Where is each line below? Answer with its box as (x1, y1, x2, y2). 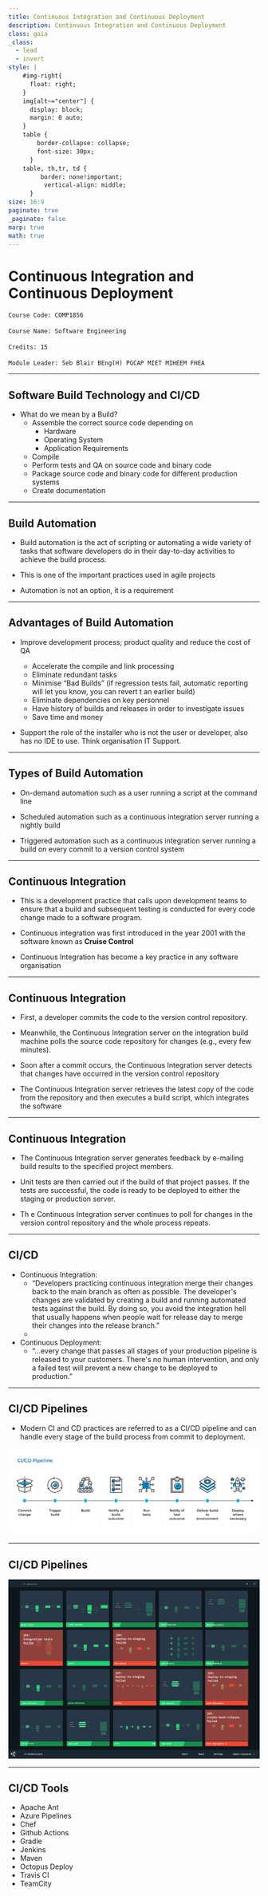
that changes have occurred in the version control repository (19, 1069, 220, 1079)
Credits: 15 (8, 343, 48, 351)
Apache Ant (19, 1803, 59, 1812)
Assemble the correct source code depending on (31, 418, 194, 428)
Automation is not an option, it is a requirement (19, 585, 174, 594)
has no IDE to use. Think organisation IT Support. (19, 736, 182, 745)
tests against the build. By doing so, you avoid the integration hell (31, 1303, 246, 1313)
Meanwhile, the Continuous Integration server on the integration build (19, 1028, 249, 1037)
